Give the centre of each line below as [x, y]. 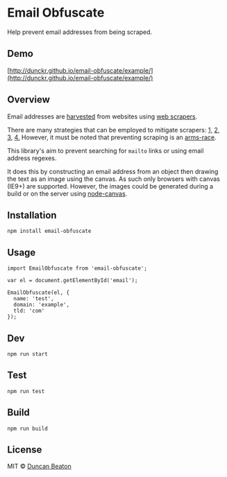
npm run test [26, 391]
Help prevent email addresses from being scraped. [80, 32]
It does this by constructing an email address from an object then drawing [113, 171]
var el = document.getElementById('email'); [73, 281]
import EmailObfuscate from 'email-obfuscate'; [77, 268]
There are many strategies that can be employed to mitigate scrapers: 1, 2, [113, 130]
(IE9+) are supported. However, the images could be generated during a [110, 186]
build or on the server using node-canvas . [67, 193]
